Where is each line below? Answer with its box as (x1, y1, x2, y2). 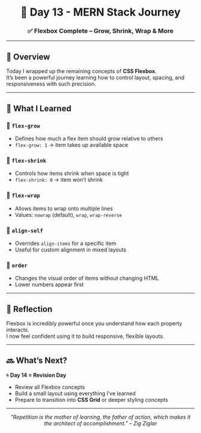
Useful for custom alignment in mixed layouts (14, 246, 127, 253)
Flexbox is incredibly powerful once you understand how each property (6, 320, 182, 327)
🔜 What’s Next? (6, 356, 68, 366)
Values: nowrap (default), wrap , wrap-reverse (14, 211, 123, 218)
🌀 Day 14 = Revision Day (6, 371, 66, 379)
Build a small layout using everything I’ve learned (14, 389, 136, 397)
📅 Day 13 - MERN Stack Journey (20, 5, 181, 19)
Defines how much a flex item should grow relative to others (14, 135, 163, 142)
